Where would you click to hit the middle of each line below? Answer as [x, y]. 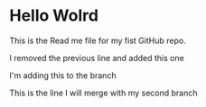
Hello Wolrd [54, 16]
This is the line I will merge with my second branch [103, 93]
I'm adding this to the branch [63, 75]
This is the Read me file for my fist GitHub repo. [98, 40]
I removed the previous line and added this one [97, 58]
